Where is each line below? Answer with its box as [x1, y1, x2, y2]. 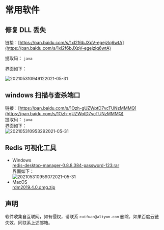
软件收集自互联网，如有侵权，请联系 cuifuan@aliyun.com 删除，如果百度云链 [5, 214, 159, 220]
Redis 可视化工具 [5, 144, 56, 152]
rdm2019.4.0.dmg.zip [12, 184, 55, 190]
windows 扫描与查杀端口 [5, 91, 81, 99]
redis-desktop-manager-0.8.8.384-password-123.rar [12, 162, 119, 168]
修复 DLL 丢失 [5, 26, 46, 34]
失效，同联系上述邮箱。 [5, 220, 53, 226]
